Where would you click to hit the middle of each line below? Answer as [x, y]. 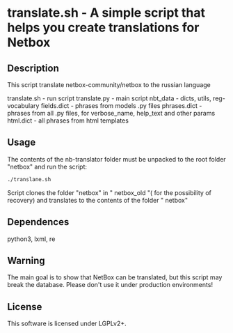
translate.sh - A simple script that [106, 13]
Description [33, 68]
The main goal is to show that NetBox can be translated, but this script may [115, 277]
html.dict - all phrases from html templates [68, 121]
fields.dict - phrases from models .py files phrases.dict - [121, 106]
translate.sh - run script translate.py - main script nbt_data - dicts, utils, [109, 98]
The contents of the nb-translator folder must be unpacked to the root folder [116, 159]
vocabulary [23, 106]
